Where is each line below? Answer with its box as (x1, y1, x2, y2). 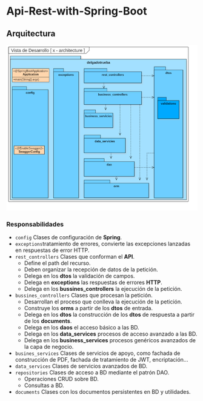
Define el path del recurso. (24, 259, 91, 267)
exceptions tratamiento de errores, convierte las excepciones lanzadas (15, 240, 191, 247)
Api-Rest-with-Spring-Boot (6, 4, 147, 18)
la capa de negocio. (24, 343, 74, 350)
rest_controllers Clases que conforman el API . (15, 253, 135, 260)
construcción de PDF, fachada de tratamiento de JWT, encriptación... (15, 356, 188, 363)
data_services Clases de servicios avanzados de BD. (15, 362, 148, 370)
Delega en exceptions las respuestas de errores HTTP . (24, 279, 162, 286)
